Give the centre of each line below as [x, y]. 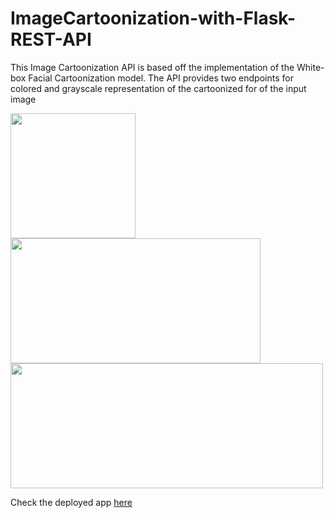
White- [310, 67]
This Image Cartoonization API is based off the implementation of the [152, 67]
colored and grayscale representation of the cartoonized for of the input [158, 88]
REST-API [51, 39]
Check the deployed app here [71, 502]
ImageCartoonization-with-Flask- [153, 18]
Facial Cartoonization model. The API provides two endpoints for [161, 78]
